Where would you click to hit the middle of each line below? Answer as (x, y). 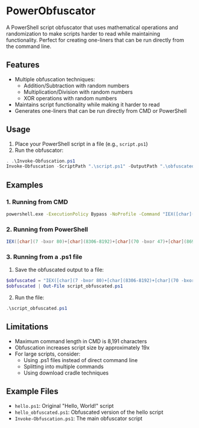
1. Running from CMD (37, 202)
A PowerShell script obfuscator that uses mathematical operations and (92, 27)
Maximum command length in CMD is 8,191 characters (81, 341)
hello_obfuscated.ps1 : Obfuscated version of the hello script (89, 412)
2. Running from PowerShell (47, 229)
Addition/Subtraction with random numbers (76, 85)
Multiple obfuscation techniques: (55, 79)
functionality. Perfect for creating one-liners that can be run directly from (95, 40)
